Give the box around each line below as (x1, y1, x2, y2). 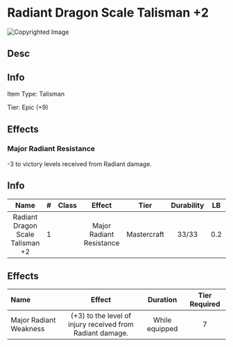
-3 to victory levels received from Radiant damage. (7, 159, 153, 168)
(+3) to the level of (70, 311, 132, 321)
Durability (171, 200, 205, 210)
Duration (148, 295, 178, 305)
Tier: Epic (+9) (7, 103, 49, 112)
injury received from (68, 320, 134, 330)
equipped (146, 324, 178, 334)
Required (189, 299, 221, 309)
